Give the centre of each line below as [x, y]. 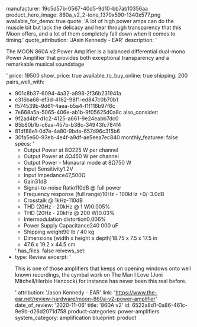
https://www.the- [136, 292]
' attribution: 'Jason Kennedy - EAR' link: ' [65, 292]
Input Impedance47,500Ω [54, 175]
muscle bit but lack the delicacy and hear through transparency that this [94, 27]
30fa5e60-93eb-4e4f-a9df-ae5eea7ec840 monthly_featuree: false [96, 137]
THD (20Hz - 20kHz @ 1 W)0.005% [67, 206]
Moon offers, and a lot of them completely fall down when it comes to [91, 34]
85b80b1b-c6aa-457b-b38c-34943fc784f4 [68, 125]
